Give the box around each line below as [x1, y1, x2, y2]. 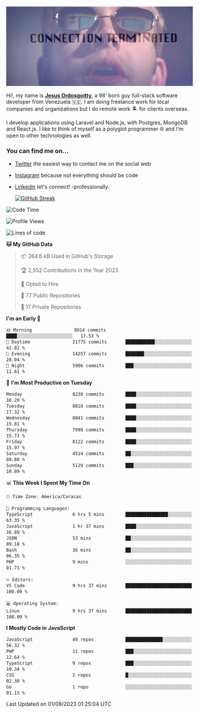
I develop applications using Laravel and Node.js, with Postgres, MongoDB [6, 119, 188, 126]
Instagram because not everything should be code [14, 172, 138, 179]
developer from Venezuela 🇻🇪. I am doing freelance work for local [6, 99, 169, 106]
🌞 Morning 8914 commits [6, 327, 107, 333]
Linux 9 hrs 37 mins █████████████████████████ [6, 608, 192, 614]
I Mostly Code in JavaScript [6, 625, 76, 632]
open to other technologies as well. [6, 132, 92, 140]
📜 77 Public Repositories [20, 292, 81, 299]
